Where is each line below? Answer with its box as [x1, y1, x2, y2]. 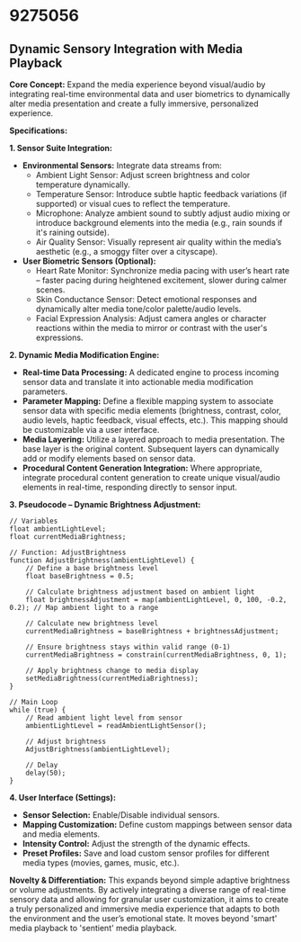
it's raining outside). [35, 227, 110, 238]
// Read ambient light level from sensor [25, 713, 182, 722]
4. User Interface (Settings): [9, 793, 117, 803]
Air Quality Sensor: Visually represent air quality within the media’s [35, 237, 282, 247]
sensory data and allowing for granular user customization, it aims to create [9, 894, 289, 904]
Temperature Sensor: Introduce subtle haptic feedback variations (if [35, 189, 288, 199]
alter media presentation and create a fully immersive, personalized [9, 98, 259, 109]
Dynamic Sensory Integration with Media [9, 41, 243, 57]
